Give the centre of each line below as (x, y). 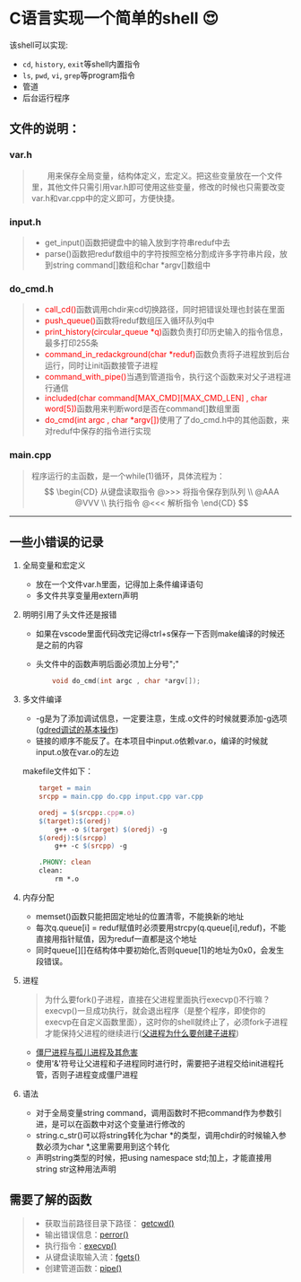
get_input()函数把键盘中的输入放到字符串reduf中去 (138, 242)
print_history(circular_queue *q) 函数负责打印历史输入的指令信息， (166, 332)
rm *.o (67, 879)
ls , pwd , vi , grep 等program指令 (79, 75)
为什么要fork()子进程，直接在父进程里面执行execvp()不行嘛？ (157, 999)
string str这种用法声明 (76, 1169)
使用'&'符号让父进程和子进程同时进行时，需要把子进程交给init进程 (155, 1063)
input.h (26, 222)
